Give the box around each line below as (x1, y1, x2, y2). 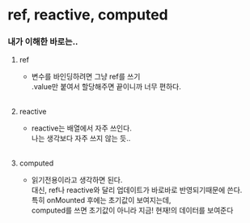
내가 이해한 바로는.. (7, 36, 78, 48)
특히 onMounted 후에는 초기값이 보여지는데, (31, 195, 172, 205)
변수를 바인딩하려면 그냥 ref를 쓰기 (31, 71, 141, 82)
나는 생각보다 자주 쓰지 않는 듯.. (31, 134, 131, 144)
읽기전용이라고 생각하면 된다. (31, 175, 123, 185)
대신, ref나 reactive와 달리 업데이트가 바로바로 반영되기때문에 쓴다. (31, 185, 243, 195)
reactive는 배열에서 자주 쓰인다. (31, 123, 133, 133)
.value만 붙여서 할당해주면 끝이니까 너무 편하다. (31, 82, 181, 92)
